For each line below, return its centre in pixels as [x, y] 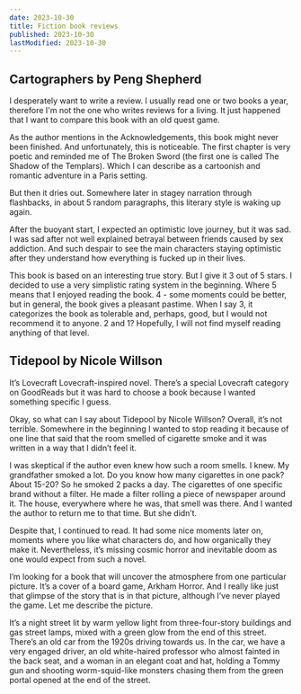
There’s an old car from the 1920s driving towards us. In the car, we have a [147, 641]
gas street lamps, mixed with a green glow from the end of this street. [138, 632]
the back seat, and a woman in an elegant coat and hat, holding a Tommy [145, 661]
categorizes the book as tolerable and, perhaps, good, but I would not [138, 314]
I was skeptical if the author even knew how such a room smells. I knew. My [150, 465]
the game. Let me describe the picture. [81, 605]
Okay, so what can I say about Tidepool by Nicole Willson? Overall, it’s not [146, 419]
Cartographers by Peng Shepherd [106, 79]
